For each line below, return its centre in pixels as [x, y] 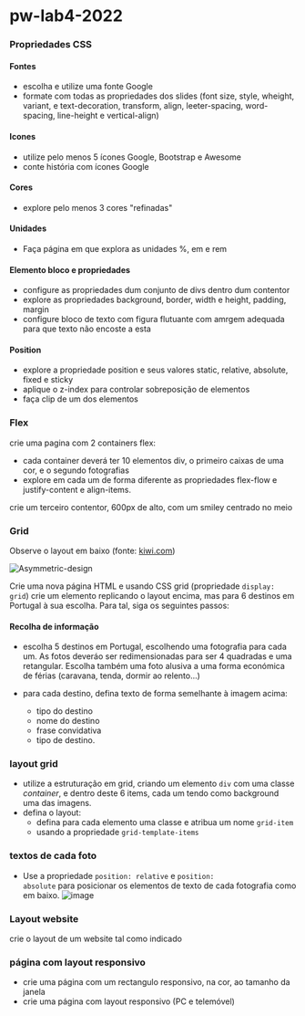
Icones [23, 136]
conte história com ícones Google [86, 166]
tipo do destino [65, 711]
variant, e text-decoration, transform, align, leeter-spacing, [133, 106]
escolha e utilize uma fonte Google [87, 87]
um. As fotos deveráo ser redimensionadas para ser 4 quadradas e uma [158, 656]
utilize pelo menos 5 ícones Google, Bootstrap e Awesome [132, 157]
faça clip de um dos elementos [80, 399]
